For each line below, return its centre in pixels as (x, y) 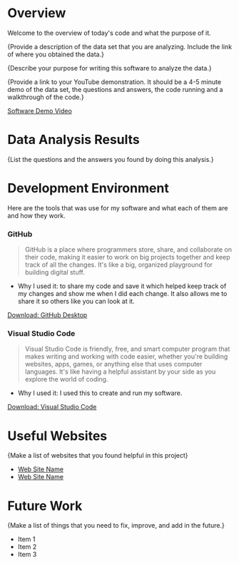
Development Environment (88, 189)
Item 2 (27, 547)
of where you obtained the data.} (56, 54)
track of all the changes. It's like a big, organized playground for (118, 265)
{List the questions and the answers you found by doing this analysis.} (111, 159)
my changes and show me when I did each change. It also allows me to (122, 294)
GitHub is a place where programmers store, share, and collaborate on (128, 250)
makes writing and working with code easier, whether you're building (126, 357)
